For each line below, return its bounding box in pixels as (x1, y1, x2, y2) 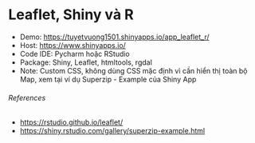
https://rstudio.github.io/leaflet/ (19, 117, 124, 127)
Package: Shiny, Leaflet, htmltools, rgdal (19, 58, 153, 67)
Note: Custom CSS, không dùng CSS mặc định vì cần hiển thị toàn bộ (19, 66, 248, 75)
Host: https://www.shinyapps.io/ (19, 40, 126, 50)
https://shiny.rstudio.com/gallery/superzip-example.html (19, 126, 206, 136)
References (8, 93, 46, 102)
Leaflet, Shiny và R (8, 6, 134, 24)
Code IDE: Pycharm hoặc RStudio (19, 49, 130, 58)
